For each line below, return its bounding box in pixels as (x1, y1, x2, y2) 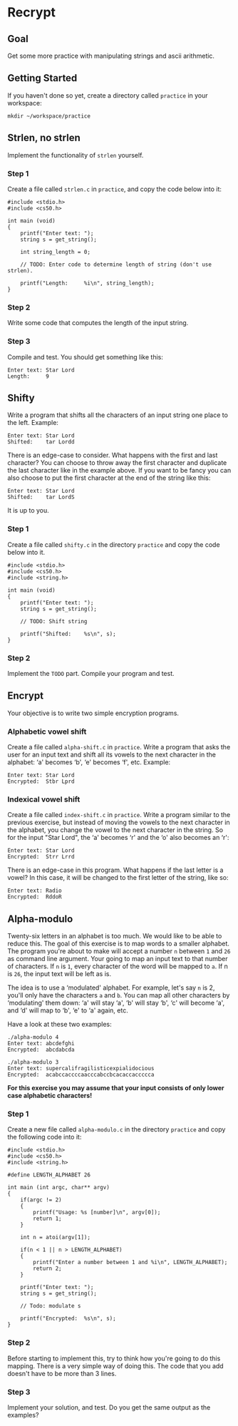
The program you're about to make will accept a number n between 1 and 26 (7, 947, 231, 955)
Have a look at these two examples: (7, 1020, 112, 1029)
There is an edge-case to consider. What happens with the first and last (7, 451, 218, 460)
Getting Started (7, 72, 78, 84)
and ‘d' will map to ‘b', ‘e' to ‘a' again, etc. (7, 1006, 128, 1015)
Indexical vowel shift (7, 794, 81, 804)
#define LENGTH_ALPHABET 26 (7, 1171, 91, 1179)
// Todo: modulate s (20, 1303, 81, 1310)
